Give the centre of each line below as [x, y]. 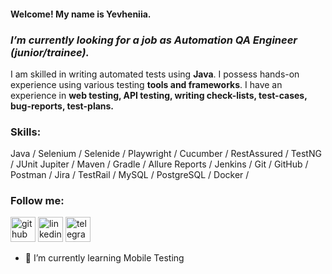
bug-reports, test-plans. [62, 106]
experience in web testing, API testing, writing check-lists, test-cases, [159, 95]
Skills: [26, 132]
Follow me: [37, 201]
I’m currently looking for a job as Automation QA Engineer [154, 40]
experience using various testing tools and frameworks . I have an [146, 84]
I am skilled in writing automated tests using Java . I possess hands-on [155, 74]
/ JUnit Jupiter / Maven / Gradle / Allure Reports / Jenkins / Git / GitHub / [159, 164]
